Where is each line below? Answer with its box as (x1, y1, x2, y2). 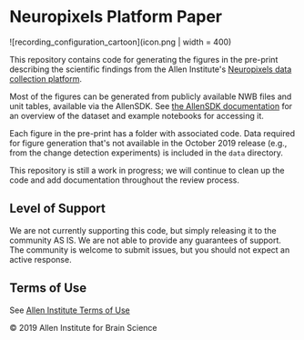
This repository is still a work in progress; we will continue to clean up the (9, 165, 285, 175)
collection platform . (9, 73, 82, 84)
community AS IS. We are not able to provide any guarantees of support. (9, 235, 282, 245)
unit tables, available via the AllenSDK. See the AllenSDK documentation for (9, 100, 293, 111)
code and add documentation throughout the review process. (9, 175, 239, 185)
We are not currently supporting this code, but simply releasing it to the (9, 225, 277, 235)
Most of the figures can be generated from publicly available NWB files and (9, 91, 292, 102)
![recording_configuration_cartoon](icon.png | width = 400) (9, 36, 232, 47)
